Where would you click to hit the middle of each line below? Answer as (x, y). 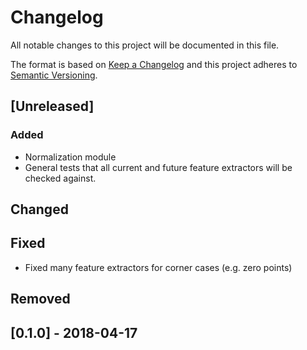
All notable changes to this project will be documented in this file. (145, 45)
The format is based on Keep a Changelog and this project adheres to (154, 64)
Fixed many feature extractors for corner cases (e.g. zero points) (158, 267)
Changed (39, 209)
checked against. (60, 178)
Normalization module (70, 157)
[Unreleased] (52, 106)
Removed (40, 299)
